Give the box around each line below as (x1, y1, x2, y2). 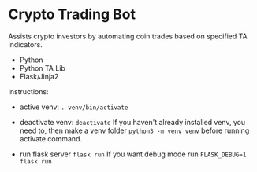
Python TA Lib (19, 63, 65, 72)
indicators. (8, 39, 43, 49)
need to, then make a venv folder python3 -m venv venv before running (19, 126, 250, 135)
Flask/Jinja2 (19, 71, 59, 81)
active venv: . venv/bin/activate (19, 102, 128, 112)
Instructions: (8, 86, 49, 96)
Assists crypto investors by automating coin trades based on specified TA (8, 31, 248, 41)
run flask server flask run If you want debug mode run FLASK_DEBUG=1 (19, 149, 247, 159)
